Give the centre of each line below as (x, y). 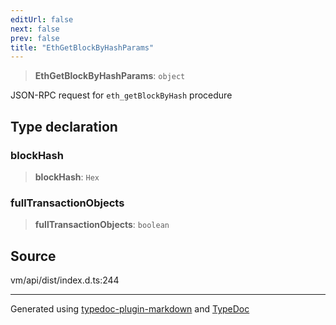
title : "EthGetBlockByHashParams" (82, 47)
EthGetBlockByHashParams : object (110, 76)
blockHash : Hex (67, 177)
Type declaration (64, 126)
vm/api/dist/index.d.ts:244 (65, 280)
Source (33, 256)
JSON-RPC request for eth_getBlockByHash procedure (121, 95)
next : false (35, 29)
